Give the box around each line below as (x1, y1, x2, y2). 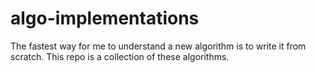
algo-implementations (10, 7, 200, 30)
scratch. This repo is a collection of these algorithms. (10, 50, 230, 62)
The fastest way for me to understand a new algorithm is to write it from (10, 40, 307, 52)
